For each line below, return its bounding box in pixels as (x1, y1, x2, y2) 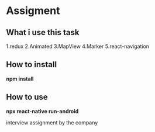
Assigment (6, 4, 60, 18)
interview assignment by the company (6, 119, 98, 126)
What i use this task (6, 27, 80, 37)
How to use (6, 92, 48, 102)
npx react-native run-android (6, 107, 79, 114)
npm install (6, 75, 34, 82)
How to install (6, 60, 57, 70)
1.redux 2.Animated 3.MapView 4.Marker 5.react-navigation (6, 43, 150, 50)
